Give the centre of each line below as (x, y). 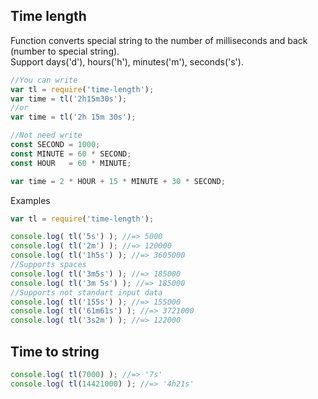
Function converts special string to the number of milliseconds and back (159, 40)
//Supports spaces (48, 265)
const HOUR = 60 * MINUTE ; (71, 163)
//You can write (44, 80)
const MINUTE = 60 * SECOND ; (71, 154)
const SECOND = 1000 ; (55, 145)
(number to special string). (65, 51)
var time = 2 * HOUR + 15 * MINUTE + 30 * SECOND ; (118, 181)
